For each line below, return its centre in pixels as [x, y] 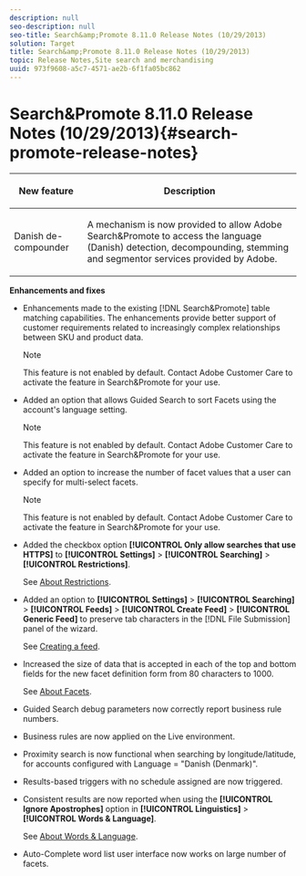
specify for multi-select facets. [80, 482]
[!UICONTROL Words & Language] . [89, 819]
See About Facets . [57, 691]
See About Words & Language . [80, 836]
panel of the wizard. [60, 628]
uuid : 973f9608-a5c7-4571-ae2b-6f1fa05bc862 [95, 69]
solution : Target [42, 43]
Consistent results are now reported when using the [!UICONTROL [148, 798]
